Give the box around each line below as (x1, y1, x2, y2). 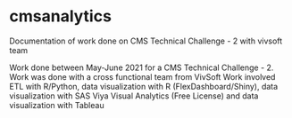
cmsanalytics (9, 6, 112, 27)
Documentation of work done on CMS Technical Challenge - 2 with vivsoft (9, 35, 283, 46)
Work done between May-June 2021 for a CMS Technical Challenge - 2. (9, 62, 274, 73)
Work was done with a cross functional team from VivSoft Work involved (9, 71, 276, 82)
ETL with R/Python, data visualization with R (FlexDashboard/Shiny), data (9, 81, 279, 91)
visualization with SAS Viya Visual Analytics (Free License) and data (9, 90, 259, 101)
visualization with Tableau (9, 99, 104, 110)
